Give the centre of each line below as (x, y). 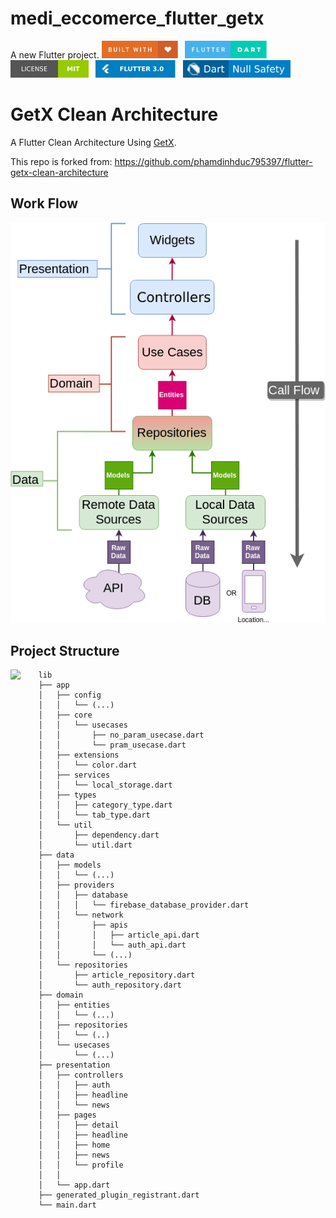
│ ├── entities (74, 1005)
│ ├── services (74, 775)
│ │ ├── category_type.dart (105, 805)
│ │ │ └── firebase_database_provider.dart (144, 905)
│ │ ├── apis (83, 925)
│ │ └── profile (81, 1165)
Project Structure (65, 650)
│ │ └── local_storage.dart (105, 785)
